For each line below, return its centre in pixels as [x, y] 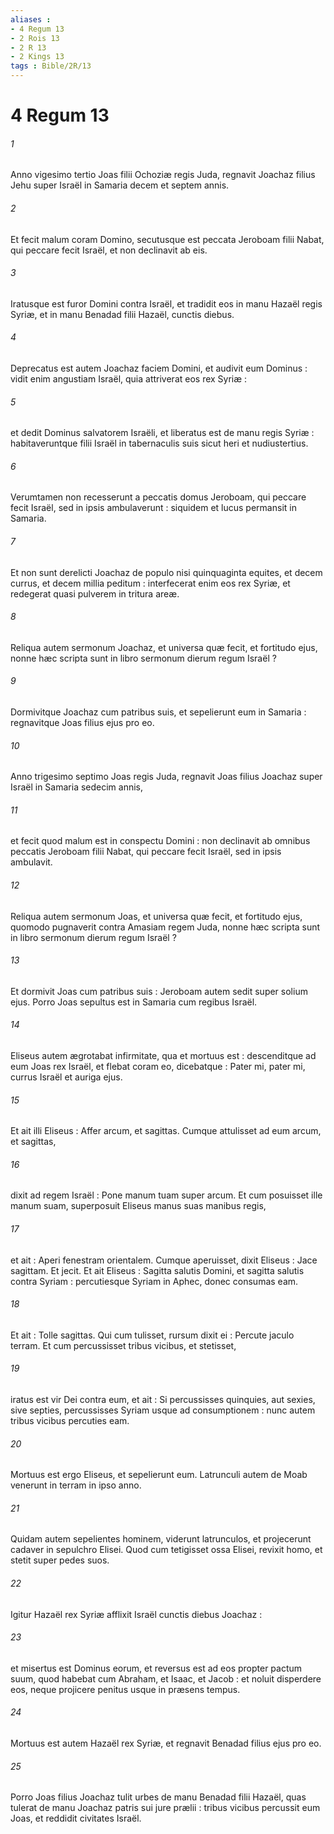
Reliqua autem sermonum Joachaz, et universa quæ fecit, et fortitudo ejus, [164, 647]
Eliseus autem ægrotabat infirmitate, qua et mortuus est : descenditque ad [163, 1056]
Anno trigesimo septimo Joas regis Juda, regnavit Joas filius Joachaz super [166, 777]
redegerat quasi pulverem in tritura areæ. [95, 593]
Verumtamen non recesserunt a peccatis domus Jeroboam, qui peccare [158, 497]
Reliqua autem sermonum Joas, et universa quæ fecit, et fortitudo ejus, [156, 916]
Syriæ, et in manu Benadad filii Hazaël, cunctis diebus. [122, 314]
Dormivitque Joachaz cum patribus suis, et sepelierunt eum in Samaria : [158, 712]
